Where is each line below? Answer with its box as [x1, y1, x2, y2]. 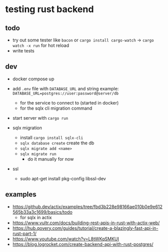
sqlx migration [12, 125, 42, 131]
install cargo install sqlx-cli [20, 134, 83, 140]
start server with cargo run [12, 115, 68, 121]
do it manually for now [27, 156, 74, 162]
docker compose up [12, 76, 54, 82]
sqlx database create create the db [20, 140, 95, 146]
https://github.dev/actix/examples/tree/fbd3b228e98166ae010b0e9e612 [12, 204, 162, 210]
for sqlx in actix [20, 214, 52, 220]
